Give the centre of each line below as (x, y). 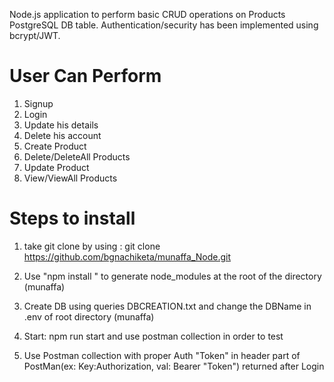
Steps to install (72, 218)
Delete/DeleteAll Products (77, 156)
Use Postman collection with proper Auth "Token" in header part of (162, 355)
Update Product (56, 167)
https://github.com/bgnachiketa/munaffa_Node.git (127, 256)
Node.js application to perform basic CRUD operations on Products (147, 14)
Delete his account (62, 135)
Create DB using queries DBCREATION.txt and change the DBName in (167, 306)
